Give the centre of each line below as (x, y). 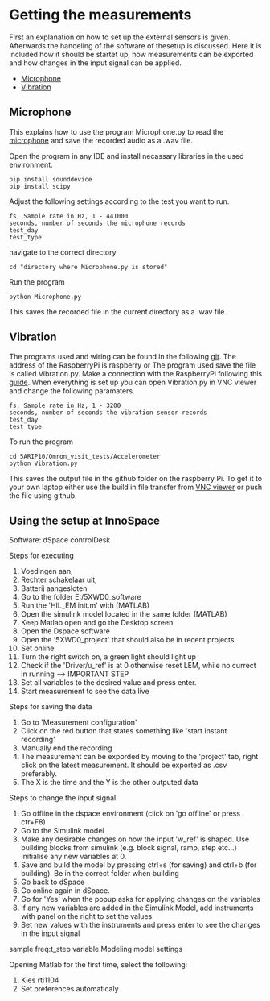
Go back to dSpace (53, 882)
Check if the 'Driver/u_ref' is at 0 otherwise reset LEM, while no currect (138, 666)
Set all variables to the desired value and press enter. (108, 683)
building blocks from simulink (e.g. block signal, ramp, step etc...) (129, 848)
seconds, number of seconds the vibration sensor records (108, 413)
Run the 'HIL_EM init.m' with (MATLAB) (85, 605)
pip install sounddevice (51, 179)
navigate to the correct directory (63, 252)
